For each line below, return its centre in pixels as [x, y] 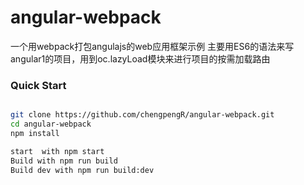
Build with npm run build [64, 161]
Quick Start [38, 85]
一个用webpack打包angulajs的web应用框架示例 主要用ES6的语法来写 [152, 46]
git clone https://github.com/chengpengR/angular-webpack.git [142, 115]
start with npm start [57, 151]
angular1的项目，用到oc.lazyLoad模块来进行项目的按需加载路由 [140, 58]
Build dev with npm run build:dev [82, 170]
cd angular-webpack [51, 124]
